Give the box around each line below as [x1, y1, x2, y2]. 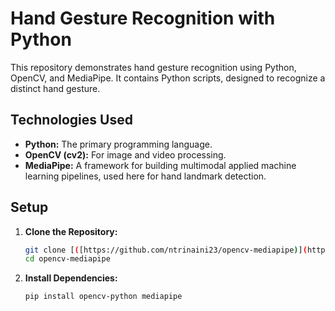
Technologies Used [10, 112, 133, 129]
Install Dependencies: [24, 272, 118, 284]
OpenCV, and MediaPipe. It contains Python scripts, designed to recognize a [10, 72, 326, 84]
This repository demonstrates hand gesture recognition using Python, [10, 61, 297, 73]
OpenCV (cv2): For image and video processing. [24, 148, 227, 161]
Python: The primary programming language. [24, 138, 213, 150]
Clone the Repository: [24, 225, 118, 237]
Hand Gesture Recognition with [10, 7, 276, 30]
